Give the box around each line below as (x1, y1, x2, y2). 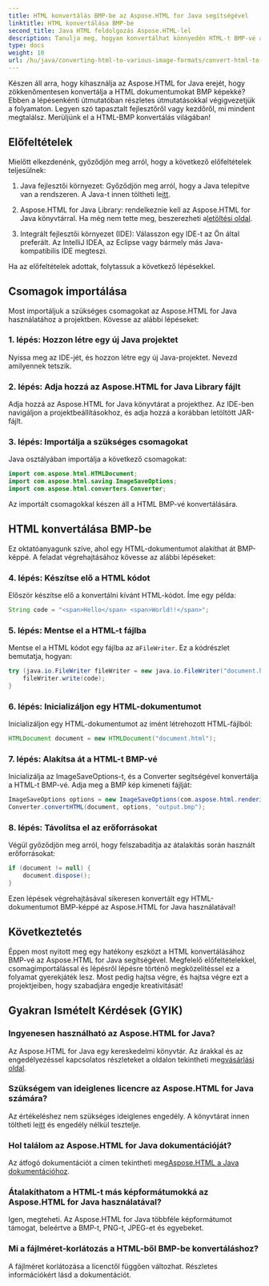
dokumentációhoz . (8, 1167, 70, 1176)
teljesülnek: (8, 165, 46, 175)
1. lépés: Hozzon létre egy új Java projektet (8, 334, 179, 345)
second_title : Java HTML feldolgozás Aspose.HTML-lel (8, 26, 192, 34)
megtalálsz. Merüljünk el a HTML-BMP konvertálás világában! (8, 112, 211, 122)
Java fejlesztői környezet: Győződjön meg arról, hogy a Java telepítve (19, 181, 250, 191)
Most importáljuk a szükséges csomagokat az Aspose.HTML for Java (8, 306, 238, 315)
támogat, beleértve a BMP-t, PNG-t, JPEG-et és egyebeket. (8, 1223, 204, 1233)
